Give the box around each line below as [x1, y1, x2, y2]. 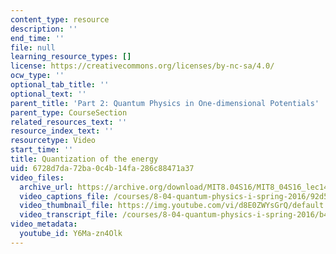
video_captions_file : [19, 191, 110, 201]
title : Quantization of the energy [10, 154, 159, 164]
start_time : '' [10, 145, 74, 155]
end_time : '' [10, 33, 65, 43]
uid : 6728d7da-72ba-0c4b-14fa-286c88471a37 [10, 163, 195, 173]
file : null [10, 42, 56, 53]
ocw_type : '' [10, 71, 65, 81]
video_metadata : [10, 219, 78, 230]
